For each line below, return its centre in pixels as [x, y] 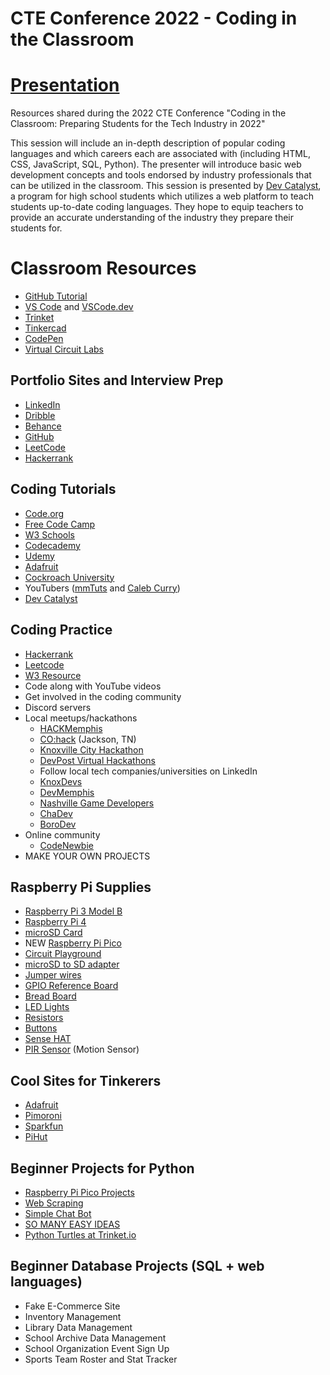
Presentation [65, 85]
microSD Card [53, 933]
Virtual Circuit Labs [64, 349]
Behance [43, 426]
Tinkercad [45, 328]
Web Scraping [54, 1203]
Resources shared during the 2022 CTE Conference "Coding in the [148, 113]
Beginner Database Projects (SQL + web [137, 1266]
